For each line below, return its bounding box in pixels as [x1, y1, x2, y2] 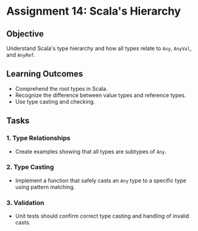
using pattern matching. [15, 183, 76, 190]
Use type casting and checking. [15, 98, 96, 105]
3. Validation [6, 198, 44, 207]
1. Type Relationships [6, 134, 71, 143]
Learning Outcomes [6, 69, 83, 79]
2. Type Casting [6, 163, 54, 171]
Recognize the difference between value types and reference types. [15, 91, 186, 99]
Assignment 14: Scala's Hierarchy [6, 4, 181, 18]
